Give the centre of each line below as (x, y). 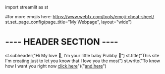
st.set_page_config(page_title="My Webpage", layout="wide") (69, 22)
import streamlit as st (27, 7)
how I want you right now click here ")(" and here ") (56, 66)
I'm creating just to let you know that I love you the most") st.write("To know (83, 61)
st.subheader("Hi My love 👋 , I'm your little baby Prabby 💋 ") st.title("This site (82, 55)
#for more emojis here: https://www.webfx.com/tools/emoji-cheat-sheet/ (80, 17)
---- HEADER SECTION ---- (62, 42)
